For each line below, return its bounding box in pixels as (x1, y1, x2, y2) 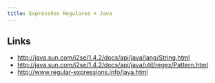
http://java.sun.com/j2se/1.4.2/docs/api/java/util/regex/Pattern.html (17, 61, 209, 69)
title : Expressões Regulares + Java (7, 10, 112, 17)
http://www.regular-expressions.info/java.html (17, 68, 148, 76)
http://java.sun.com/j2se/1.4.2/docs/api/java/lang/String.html (17, 54, 190, 62)
